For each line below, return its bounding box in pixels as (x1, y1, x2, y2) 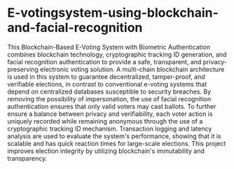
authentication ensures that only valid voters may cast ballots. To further (7, 102, 216, 110)
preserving (7, 65, 39, 73)
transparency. (7, 154, 48, 162)
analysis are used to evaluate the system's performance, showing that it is (7, 131, 221, 140)
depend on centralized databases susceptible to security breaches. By (7, 87, 212, 96)
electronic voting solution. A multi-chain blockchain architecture (39, 65, 225, 73)
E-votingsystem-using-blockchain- (7, 5, 219, 21)
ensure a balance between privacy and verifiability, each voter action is (7, 110, 213, 118)
